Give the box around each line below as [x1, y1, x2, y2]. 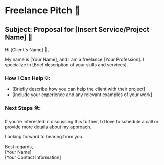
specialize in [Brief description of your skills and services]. [5, 62, 128, 68]
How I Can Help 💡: [5, 74, 51, 81]
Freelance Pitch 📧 [5, 5, 80, 16]
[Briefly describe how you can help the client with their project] [12, 86, 145, 92]
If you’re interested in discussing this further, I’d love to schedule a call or [5, 118, 159, 124]
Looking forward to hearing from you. [5, 133, 84, 139]
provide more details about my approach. [5, 124, 92, 130]
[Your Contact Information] [5, 154, 61, 160]
